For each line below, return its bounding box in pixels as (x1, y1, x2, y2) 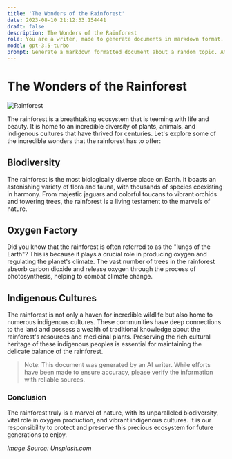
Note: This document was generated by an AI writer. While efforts (23, 361, 211, 369)
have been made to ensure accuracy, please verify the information (23, 368, 213, 377)
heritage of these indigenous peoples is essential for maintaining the (7, 340, 202, 348)
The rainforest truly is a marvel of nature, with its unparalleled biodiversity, (7, 409, 219, 417)
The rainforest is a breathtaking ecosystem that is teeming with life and (7, 115, 209, 123)
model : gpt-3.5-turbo (7, 42, 70, 49)
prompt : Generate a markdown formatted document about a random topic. (7, 49, 217, 56)
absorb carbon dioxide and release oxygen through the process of (7, 265, 196, 273)
